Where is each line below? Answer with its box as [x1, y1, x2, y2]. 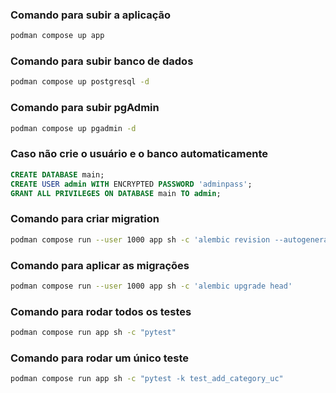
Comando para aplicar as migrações [10, 258, 190, 272]
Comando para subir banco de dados [10, 54, 194, 68]
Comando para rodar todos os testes [10, 304, 192, 318]
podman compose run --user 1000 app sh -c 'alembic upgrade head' [10, 281, 293, 291]
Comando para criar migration [10, 212, 160, 226]
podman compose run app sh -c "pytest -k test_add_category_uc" [10, 374, 284, 384]
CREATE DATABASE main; [10, 169, 105, 180]
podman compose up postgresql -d [10, 77, 150, 87]
